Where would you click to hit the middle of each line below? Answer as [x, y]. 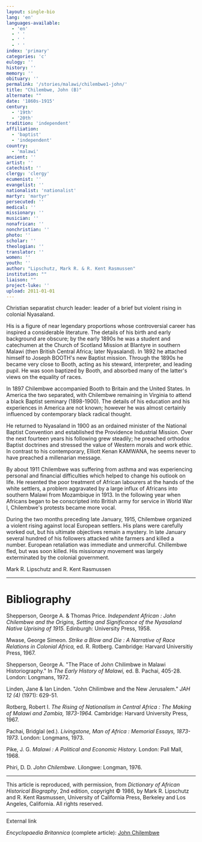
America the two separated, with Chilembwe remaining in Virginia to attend [99, 395]
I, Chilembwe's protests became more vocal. [61, 507]
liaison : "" [21, 280]
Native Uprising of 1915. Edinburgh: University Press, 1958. [79, 629]
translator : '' [25, 252]
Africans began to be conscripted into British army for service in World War [99, 501]
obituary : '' [23, 79]
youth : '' [19, 263]
